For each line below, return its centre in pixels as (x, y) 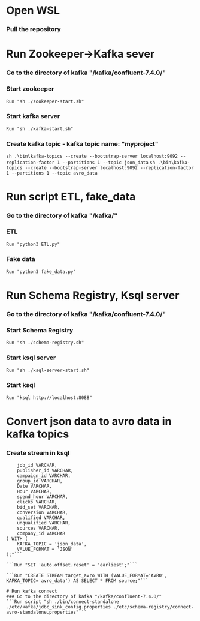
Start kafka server (33, 116)
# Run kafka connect (32, 592)
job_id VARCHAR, (37, 466)
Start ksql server (31, 358)
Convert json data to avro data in (89, 421)
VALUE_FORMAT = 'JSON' (45, 550)
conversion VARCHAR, (43, 513)
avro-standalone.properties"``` (46, 613)
